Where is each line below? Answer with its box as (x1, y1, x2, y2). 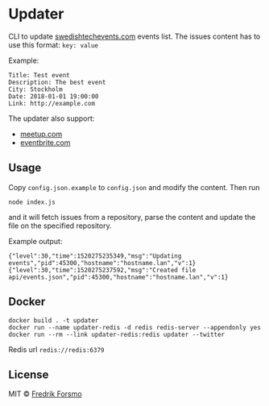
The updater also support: (8, 114, 95, 123)
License (8, 367, 49, 381)
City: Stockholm (8, 85, 63, 93)
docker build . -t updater (8, 316, 99, 325)
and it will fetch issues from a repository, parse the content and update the (8, 212, 256, 222)
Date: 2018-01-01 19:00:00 (8, 92, 99, 101)
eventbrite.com (19, 138, 71, 147)
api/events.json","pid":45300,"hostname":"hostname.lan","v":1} (8, 273, 229, 281)
